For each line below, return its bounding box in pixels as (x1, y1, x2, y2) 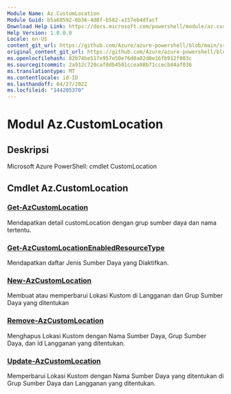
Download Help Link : (7, 23, 67, 30)
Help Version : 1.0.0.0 (7, 29, 72, 37)
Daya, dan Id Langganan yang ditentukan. (7, 339, 125, 347)
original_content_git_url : (7, 49, 85, 56)
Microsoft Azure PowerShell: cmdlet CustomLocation (7, 163, 157, 171)
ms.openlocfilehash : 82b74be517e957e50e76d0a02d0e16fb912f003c (7, 55, 192, 62)
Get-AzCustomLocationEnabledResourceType (7, 242, 165, 252)
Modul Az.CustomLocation (7, 116, 164, 132)
